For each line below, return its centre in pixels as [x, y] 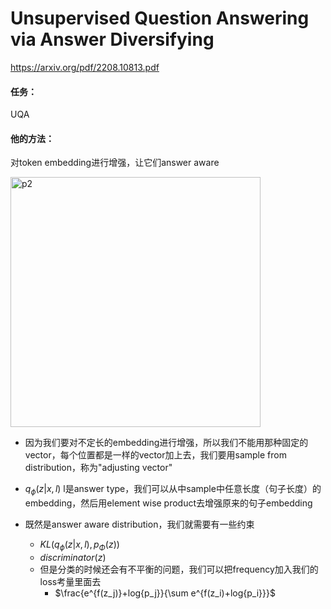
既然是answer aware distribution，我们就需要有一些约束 [139, 524]
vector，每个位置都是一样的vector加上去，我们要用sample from [155, 455]
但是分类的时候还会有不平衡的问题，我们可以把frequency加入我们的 [179, 569]
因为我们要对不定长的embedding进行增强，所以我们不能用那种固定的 [166, 443]
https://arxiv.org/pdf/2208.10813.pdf [85, 67]
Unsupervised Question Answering [160, 18]
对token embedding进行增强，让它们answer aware [115, 163]
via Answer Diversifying [112, 39]
